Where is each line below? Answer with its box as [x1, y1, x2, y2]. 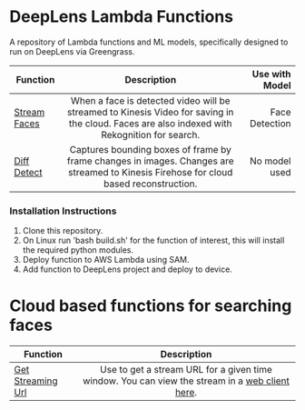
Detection [249, 116, 291, 129]
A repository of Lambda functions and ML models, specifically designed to [9, 36, 289, 47]
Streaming [14, 375, 58, 387]
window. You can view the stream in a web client [83, 375, 290, 387]
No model [249, 155, 291, 167]
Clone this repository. [22, 225, 103, 236]
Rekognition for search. [101, 128, 201, 141]
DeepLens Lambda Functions [9, 6, 234, 27]
